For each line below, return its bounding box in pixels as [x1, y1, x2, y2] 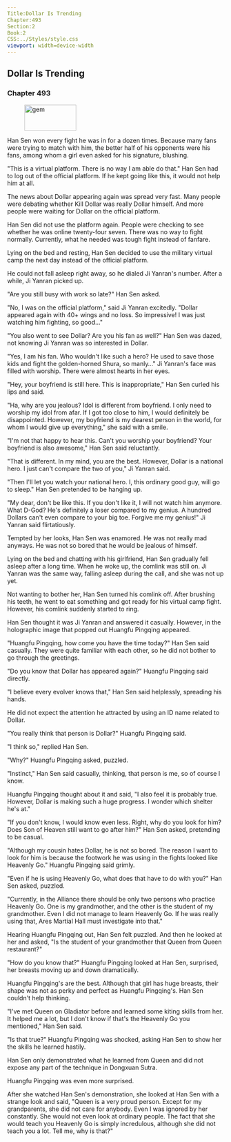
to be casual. [7, 832, 44, 841]
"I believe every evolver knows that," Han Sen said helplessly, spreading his [7, 687, 222, 696]
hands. [7, 695, 27, 703]
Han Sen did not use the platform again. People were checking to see [7, 220, 204, 229]
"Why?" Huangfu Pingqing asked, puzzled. [7, 756, 129, 764]
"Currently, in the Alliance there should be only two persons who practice [7, 895, 216, 903]
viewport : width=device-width [7, 42, 94, 49]
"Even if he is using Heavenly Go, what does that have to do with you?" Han [7, 874, 223, 882]
